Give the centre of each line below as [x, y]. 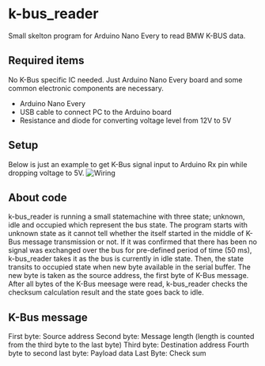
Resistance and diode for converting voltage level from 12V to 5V [125, 120]
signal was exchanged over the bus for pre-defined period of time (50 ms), [130, 250]
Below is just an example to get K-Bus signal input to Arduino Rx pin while [128, 164]
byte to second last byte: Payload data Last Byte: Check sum [107, 353]
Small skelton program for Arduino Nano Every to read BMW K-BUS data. [127, 36]
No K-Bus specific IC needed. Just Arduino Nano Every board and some [125, 79]
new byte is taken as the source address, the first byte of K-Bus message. [129, 276]
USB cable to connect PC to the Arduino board [95, 112]
